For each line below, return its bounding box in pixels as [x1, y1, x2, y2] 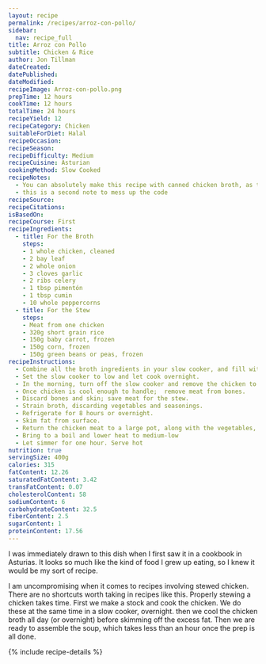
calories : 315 [8, 461, 55, 469]
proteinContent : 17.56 [8, 528, 83, 536]
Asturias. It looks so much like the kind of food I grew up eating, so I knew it [8, 557, 255, 567]
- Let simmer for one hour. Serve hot [15, 439, 144, 447]
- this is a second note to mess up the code [15, 188, 169, 197]
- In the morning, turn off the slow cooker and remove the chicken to [15, 380, 257, 388]
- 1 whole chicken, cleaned [22, 247, 115, 255]
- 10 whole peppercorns [22, 299, 101, 307]
